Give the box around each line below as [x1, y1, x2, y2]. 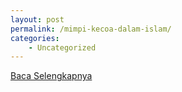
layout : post [10, 14, 65, 25]
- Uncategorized [28, 42, 97, 53]
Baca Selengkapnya [10, 70, 93, 82]
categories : [10, 33, 60, 43]
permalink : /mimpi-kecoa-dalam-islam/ [10, 24, 172, 34]
